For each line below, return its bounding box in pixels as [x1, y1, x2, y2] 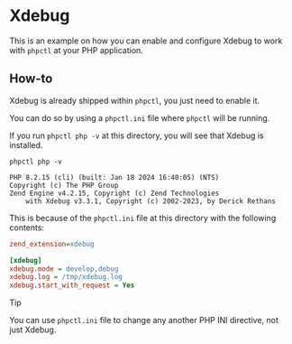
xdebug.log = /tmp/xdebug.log [9, 273, 123, 282]
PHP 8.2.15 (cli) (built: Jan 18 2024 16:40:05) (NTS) [9, 172, 220, 181]
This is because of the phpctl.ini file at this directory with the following [9, 212, 277, 223]
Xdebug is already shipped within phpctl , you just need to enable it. [9, 95, 260, 106]
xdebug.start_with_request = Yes [9, 281, 135, 290]
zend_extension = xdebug [9, 239, 95, 248]
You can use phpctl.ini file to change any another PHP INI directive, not [9, 315, 279, 326]
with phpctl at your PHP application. [9, 44, 144, 55]
